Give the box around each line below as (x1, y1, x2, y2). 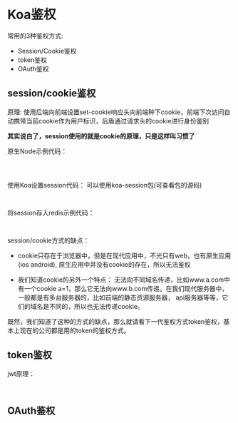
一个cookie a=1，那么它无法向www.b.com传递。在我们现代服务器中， (24, 284, 229, 292)
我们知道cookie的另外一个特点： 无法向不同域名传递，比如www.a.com (17, 275, 224, 284)
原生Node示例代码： (7, 147, 68, 156)
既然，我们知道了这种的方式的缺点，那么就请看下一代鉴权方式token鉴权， (7, 317, 224, 325)
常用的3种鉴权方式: (7, 31, 63, 40)
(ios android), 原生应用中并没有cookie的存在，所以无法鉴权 (17, 260, 191, 268)
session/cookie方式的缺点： (7, 236, 90, 245)
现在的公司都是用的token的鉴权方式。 (19, 326, 130, 335)
